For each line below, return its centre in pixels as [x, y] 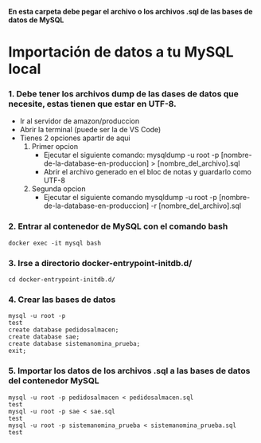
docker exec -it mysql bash [55, 243]
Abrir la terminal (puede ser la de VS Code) [90, 130]
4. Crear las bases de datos [62, 300]
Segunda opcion [58, 189]
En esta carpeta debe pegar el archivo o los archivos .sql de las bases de [130, 12]
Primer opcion [55, 147]
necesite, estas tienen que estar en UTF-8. [92, 104]
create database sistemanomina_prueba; [74, 344]
